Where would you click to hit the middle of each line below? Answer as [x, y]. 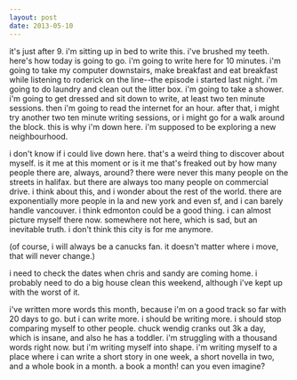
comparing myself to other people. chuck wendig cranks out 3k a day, [137, 328]
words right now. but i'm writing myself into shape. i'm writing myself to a [143, 347]
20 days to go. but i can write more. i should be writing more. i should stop [145, 319]
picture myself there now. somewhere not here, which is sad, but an [133, 220]
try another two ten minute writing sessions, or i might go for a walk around [147, 117]
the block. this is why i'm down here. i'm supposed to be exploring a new [143, 126]
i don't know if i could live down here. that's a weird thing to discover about [147, 153]
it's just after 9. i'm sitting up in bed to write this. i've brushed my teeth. [139, 51]
